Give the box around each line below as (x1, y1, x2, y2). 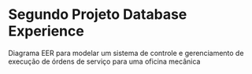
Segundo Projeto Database (8, 6, 187, 24)
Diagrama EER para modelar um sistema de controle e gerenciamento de (8, 48, 244, 57)
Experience (8, 22, 84, 40)
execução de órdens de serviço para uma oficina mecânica (8, 57, 201, 66)
